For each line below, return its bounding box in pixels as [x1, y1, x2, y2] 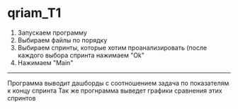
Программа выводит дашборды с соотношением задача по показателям [7, 79, 229, 87]
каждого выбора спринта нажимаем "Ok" [17, 51, 145, 59]
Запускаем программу [17, 28, 87, 37]
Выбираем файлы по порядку [17, 35, 108, 44]
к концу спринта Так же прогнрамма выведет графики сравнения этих [7, 86, 222, 95]
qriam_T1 [7, 5, 62, 21]
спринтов [7, 93, 36, 102]
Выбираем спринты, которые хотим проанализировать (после [17, 43, 208, 52]
